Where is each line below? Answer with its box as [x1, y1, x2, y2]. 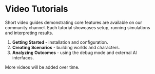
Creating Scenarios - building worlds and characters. [12, 44, 120, 50]
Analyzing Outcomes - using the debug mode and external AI [12, 50, 137, 55]
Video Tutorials [5, 3, 68, 15]
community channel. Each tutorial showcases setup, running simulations [5, 24, 150, 30]
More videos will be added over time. [5, 64, 79, 70]
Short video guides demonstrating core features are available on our [5, 19, 142, 25]
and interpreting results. [5, 30, 54, 36]
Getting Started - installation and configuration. [12, 39, 108, 45]
